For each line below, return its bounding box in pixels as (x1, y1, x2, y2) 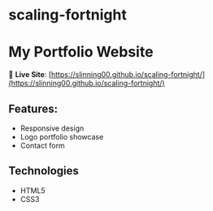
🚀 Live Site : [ (8, 70, 52, 80)
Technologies (8, 164, 80, 178)
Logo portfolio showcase (20, 131, 104, 141)
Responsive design (20, 123, 85, 133)
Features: (8, 101, 59, 115)
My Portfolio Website (8, 43, 154, 62)
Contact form (20, 140, 65, 150)
